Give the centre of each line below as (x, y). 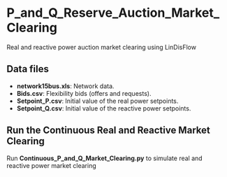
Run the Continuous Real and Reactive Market (108, 130)
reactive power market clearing (52, 165)
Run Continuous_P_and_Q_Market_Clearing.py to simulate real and (105, 158)
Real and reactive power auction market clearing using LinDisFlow (102, 47)
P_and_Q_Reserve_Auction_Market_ (113, 13)
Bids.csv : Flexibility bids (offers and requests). (84, 93)
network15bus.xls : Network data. (65, 86)
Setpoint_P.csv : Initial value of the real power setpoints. (97, 101)
